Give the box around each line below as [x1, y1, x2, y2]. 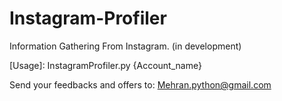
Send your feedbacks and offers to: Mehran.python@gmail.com [9, 78, 272, 91]
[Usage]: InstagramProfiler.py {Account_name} [9, 59, 202, 71]
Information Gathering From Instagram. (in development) [9, 40, 242, 52]
